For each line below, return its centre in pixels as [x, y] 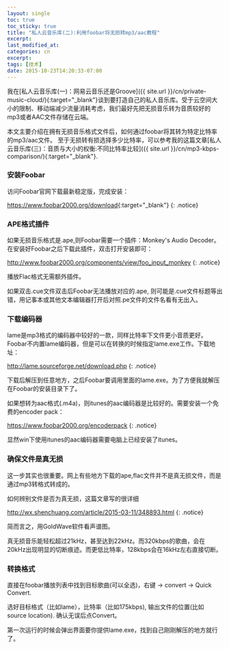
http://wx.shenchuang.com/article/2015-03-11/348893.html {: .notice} [105, 512]
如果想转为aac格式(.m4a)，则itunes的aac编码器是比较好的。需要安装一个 [110, 403]
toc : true [21, 20]
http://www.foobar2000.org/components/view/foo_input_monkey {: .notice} [114, 263]
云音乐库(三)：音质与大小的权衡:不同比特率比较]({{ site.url [88, 149]
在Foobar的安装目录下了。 [44, 389]
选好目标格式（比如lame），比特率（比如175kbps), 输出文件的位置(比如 [106, 607]
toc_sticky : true [32, 26]
